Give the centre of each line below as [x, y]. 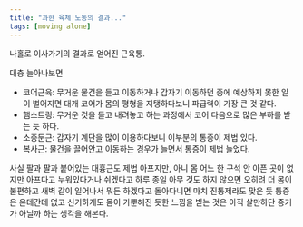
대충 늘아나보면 [36, 73]
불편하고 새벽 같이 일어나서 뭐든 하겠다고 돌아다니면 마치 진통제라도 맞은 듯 [142, 191]
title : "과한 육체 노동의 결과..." [68, 18]
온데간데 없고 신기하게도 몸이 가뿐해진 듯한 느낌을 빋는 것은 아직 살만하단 [147, 202]
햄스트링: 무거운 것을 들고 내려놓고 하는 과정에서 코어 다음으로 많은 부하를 [152, 114]
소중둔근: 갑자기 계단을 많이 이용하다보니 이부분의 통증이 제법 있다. [140, 137]
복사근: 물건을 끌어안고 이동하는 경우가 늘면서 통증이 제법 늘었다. [137, 148]
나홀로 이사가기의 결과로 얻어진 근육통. [77, 53]
